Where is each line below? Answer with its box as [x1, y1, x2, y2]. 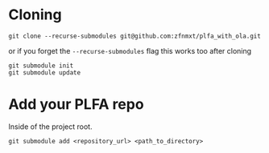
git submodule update [8, 68, 81, 77]
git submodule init [8, 62, 74, 70]
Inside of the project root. [8, 122, 93, 131]
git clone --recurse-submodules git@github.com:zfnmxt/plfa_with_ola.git [8, 32, 262, 40]
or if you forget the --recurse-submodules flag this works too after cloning [8, 46, 252, 55]
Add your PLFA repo [8, 95, 144, 114]
